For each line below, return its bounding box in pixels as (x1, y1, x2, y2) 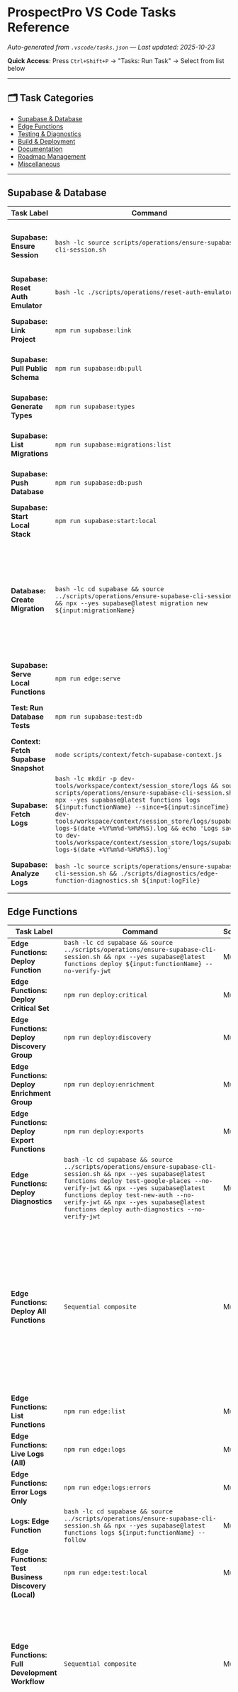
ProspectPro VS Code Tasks (7, 4, 176, 21)
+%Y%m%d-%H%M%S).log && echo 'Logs (98, 824, 219, 832)
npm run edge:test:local (63, 1569, 148, 1577)
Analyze (11, 868, 40, 878)
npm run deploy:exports (63, 1128, 144, 1136)
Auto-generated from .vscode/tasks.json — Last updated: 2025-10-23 (7, 43, 215, 51)
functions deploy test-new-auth (63, 1192, 174, 1199)
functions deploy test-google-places (63, 1177, 191, 1185)
